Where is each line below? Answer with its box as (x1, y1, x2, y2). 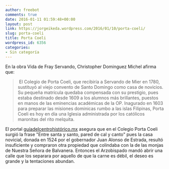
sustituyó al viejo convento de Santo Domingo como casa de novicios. (17, 84, 163, 90)
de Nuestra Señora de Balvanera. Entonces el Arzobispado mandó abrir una (5, 147, 163, 153)
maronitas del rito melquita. (17, 116, 75, 122)
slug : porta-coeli (5, 31, 44, 36)
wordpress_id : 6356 (5, 40, 46, 45)
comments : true (5, 12, 37, 17)
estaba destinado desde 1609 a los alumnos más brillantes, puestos (17, 94, 159, 101)
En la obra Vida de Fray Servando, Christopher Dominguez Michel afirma (5, 64, 156, 70)
